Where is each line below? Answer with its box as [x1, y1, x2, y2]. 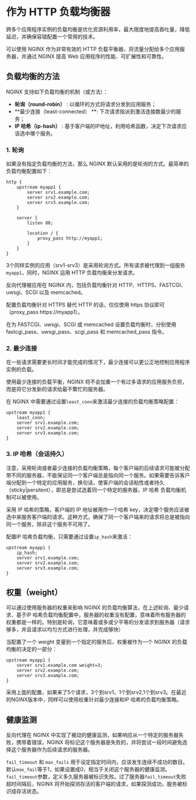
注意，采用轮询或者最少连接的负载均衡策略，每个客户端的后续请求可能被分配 [6, 464, 190, 471]
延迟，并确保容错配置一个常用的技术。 [6, 33, 98, 40]
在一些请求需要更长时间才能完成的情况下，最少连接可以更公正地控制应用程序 [6, 359, 190, 366]
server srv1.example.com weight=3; [16, 663, 103, 669]
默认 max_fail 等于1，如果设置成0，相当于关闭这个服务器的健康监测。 [6, 766, 170, 773]
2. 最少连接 [6, 344, 37, 352]
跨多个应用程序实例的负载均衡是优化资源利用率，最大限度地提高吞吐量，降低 [6, 26, 190, 33]
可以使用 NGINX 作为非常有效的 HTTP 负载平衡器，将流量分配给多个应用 [6, 45, 180, 53]
